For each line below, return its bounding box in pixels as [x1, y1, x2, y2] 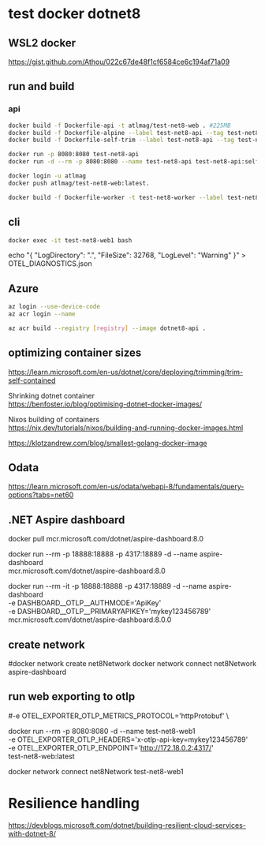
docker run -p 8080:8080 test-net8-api [8, 151, 140, 159]
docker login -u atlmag [8, 172, 87, 180]
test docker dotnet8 [8, 5, 141, 23]
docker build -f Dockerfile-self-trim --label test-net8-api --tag [8, 136, 235, 144]
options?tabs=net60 [8, 490, 74, 500]
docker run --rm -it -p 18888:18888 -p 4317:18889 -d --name [8, 582, 207, 591]
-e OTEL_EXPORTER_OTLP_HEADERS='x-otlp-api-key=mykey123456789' [8, 735, 248, 744]
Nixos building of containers [8, 414, 100, 424]
